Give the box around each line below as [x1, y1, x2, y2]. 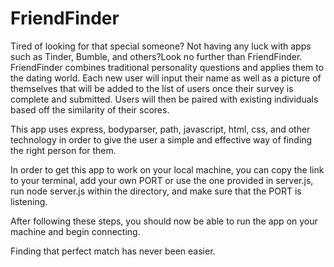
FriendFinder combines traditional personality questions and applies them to [10, 61, 325, 73]
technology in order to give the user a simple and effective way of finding [10, 133, 313, 146]
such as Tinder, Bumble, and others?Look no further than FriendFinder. [10, 50, 303, 62]
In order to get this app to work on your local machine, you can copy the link [10, 163, 325, 176]
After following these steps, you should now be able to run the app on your [10, 215, 318, 227]
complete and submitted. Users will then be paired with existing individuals [10, 93, 319, 105]
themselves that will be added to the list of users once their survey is [10, 82, 294, 94]
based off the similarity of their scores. [10, 103, 170, 116]
